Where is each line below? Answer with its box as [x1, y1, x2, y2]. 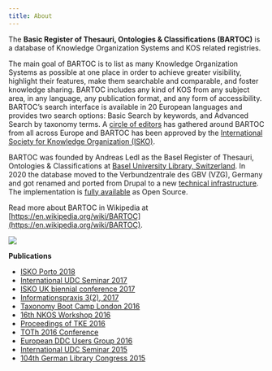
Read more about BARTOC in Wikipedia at [8, 203, 149, 212]
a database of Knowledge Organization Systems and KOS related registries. [8, 42, 261, 53]
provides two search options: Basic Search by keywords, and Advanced [8, 111, 249, 120]
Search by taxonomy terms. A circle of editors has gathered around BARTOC [8, 119, 265, 129]
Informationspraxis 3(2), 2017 [19, 292, 119, 302]
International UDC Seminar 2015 [19, 344, 128, 354]
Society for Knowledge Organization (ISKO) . [8, 136, 156, 146]
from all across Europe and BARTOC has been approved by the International [8, 128, 263, 137]
